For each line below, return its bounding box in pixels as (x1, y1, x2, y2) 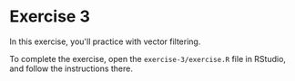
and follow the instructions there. (9, 63, 134, 74)
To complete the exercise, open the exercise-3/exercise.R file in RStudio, (9, 53, 287, 64)
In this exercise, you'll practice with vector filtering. (9, 36, 201, 47)
